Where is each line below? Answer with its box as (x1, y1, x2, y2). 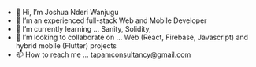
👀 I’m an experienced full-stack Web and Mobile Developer (15, 16, 207, 25)
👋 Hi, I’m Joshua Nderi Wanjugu (15, 8, 119, 17)
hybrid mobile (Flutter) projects (15, 41, 117, 50)
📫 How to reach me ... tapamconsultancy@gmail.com (15, 50, 191, 59)
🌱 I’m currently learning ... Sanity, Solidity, (15, 24, 151, 33)
